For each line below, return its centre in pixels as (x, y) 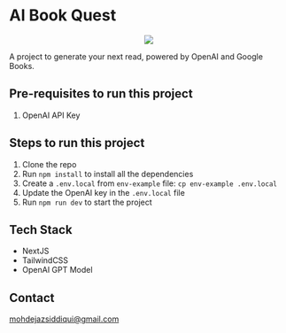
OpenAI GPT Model (57, 270)
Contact (32, 298)
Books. (22, 66)
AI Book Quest (63, 15)
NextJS (35, 251)
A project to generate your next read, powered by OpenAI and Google (136, 56)
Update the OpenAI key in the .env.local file (104, 192)
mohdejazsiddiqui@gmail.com (64, 319)
